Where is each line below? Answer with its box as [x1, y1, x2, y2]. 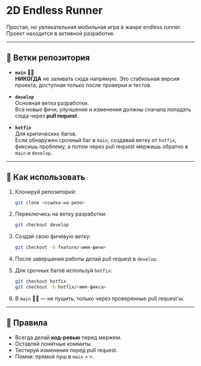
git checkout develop [14, 222, 69, 228]
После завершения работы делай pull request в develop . [14, 255, 158, 262]
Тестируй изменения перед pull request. [14, 346, 118, 353]
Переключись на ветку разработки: [14, 210, 107, 217]
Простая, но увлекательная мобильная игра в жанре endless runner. [6, 23, 182, 31]
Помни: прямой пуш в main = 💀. [14, 353, 95, 360]
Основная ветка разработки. [14, 99, 89, 107]
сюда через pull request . [14, 112, 79, 119]
